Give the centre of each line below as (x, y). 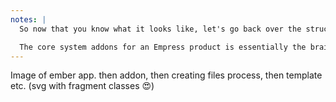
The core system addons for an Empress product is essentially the (163, 47)
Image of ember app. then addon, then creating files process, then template (166, 75)
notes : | (28, 19)
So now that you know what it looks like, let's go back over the (160, 29)
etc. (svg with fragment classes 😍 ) (82, 86)
